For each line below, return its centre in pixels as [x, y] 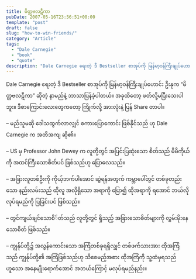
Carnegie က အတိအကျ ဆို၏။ [41, 135]
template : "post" [27, 22]
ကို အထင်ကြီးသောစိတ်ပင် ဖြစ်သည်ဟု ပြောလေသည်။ [66, 163]
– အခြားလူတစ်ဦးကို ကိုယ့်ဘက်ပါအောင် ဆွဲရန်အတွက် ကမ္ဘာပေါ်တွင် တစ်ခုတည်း [94, 179]
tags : [13, 44]
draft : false [22, 28]
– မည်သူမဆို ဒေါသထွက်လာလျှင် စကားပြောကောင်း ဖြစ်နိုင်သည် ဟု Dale [87, 123]
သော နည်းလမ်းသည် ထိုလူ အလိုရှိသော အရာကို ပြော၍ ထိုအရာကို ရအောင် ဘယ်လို [97, 190]
